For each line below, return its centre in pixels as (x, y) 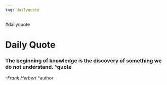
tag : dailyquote (22, 10)
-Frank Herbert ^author (29, 78)
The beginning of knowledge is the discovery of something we (83, 60)
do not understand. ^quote (38, 67)
